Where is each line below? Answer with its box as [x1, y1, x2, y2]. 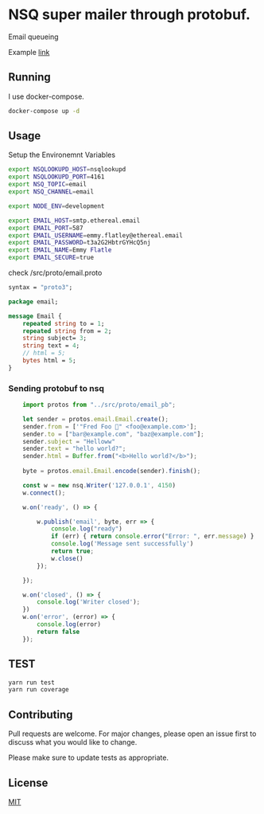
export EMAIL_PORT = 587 [8, 224, 83, 232]
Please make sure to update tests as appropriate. [8, 753, 169, 762]
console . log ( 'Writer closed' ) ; [37, 598, 141, 606]
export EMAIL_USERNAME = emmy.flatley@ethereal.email [8, 231, 183, 240]
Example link [8, 47, 50, 57]
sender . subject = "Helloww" [22, 437, 115, 445]
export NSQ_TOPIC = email [8, 181, 87, 189]
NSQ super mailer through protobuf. [8, 6, 250, 24]
